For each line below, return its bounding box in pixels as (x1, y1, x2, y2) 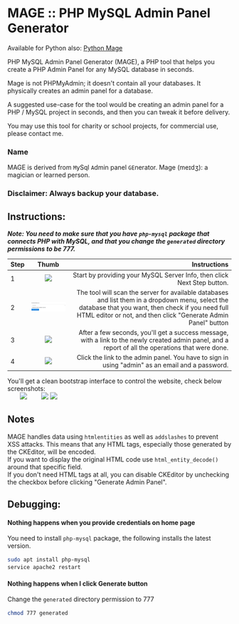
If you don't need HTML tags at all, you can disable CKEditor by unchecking (7, 470, 230, 479)
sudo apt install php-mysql (7, 556, 91, 563)
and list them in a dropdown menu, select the (97, 296, 229, 304)
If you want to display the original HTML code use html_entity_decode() (7, 454, 219, 464)
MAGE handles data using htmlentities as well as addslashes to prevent (7, 432, 218, 441)
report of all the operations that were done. (102, 343, 229, 352)
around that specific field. (7, 462, 83, 471)
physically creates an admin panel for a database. (7, 86, 154, 95)
